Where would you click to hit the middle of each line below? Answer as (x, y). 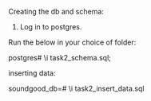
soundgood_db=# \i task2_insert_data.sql (76, 88)
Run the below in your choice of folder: (72, 42)
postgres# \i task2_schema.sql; (60, 58)
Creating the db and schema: (56, 12)
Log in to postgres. (51, 27)
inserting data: (32, 73)
